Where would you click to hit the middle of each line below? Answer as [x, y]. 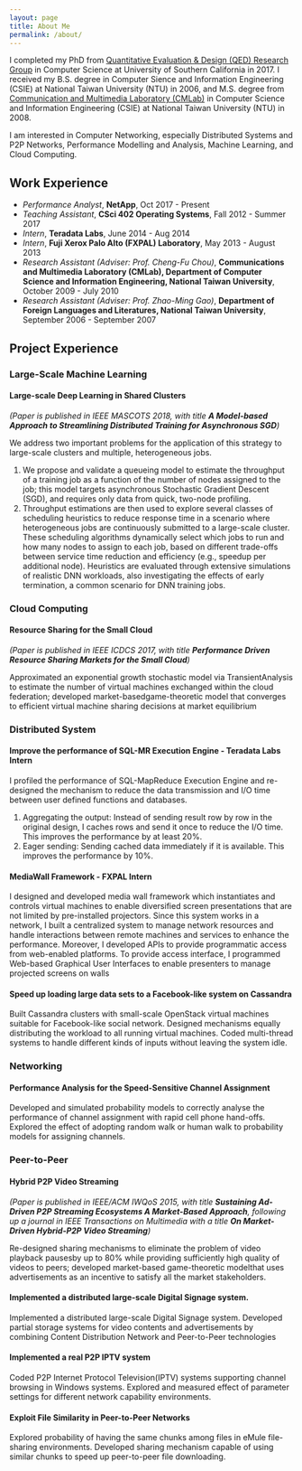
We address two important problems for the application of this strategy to [146, 443]
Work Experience [59, 183]
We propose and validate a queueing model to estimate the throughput [154, 470]
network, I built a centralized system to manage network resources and [142, 925]
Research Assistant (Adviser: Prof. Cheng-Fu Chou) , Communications [153, 262]
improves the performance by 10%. [88, 856]
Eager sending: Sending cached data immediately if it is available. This [153, 846]
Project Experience [64, 348]
